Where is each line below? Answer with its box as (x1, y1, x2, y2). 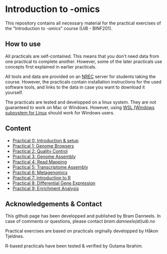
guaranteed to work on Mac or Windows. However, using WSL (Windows (5, 104, 155, 110)
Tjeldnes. (5, 233, 24, 239)
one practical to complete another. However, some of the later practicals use (5, 58, 163, 64)
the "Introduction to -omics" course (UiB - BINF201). (5, 25, 113, 31)
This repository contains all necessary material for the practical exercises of (5, 20, 161, 26)
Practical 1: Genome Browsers (12, 142, 74, 148)
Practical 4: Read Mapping (12, 158, 67, 164)
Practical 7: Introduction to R (12, 174, 71, 180)
